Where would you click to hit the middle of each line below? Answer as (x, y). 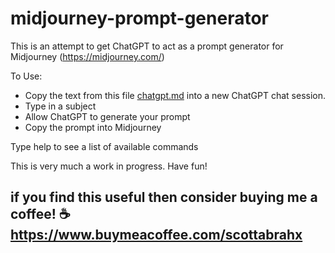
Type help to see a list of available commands (104, 146)
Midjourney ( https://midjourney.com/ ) (87, 56)
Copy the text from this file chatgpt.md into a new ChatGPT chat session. (175, 95)
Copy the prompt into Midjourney (93, 127)
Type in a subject (60, 106)
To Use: (26, 76)
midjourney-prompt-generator (139, 18)
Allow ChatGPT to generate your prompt (107, 116)
